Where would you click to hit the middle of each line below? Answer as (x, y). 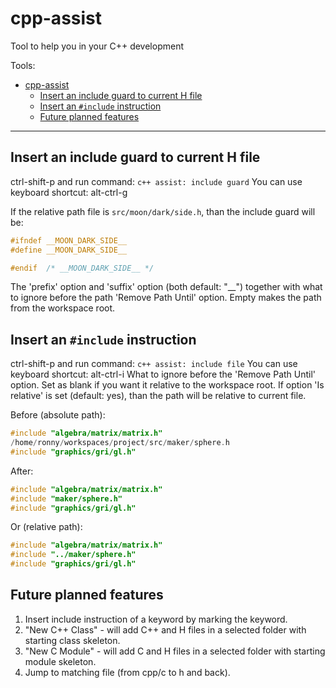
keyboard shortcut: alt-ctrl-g (69, 192)
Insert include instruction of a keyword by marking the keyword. (156, 619)
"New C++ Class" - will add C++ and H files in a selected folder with (165, 629)
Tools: (23, 65)
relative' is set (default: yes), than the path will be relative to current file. (158, 396)
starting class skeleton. (72, 640)
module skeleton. (60, 661)
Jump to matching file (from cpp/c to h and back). (127, 672)
